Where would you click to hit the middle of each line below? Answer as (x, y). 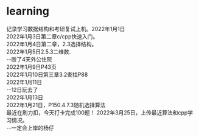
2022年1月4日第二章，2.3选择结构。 (52, 44)
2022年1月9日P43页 (31, 67)
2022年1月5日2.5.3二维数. (39, 51)
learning (28, 11)
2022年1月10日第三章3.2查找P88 (47, 74)
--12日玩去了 (22, 90)
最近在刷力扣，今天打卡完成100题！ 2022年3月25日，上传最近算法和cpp (97, 112)
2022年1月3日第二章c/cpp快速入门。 (52, 36)
